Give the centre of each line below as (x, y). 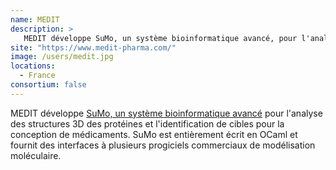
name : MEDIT (35, 19)
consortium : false (48, 85)
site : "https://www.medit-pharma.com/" (93, 47)
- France (37, 76)
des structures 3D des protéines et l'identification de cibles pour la (147, 123)
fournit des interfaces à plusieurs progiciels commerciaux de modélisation (163, 145)
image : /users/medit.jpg (62, 57)
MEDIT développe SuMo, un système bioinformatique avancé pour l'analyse (166, 113)
